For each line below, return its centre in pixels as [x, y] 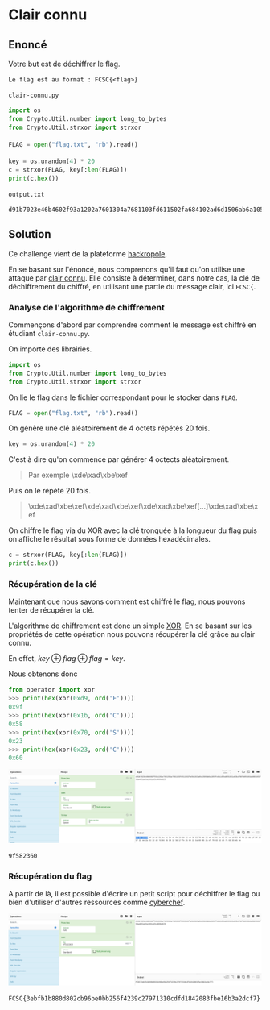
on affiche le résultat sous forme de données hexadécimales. [110, 539]
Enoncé [28, 45]
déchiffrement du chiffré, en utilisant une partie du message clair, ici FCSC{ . [132, 286]
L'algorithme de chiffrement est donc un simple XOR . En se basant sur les [130, 626]
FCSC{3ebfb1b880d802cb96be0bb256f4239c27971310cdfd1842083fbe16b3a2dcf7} [135, 998]
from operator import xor [51, 690]
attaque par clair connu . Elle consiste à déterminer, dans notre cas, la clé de [134, 278]
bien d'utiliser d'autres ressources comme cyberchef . [97, 902]
